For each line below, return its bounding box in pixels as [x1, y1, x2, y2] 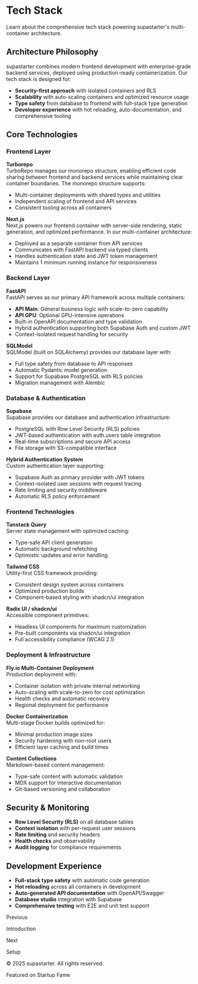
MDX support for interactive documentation [14, 779, 122, 786]
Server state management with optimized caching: [6, 527, 130, 535]
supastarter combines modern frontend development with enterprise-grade [6, 63, 191, 70]
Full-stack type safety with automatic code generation [14, 877, 150, 884]
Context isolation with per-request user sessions [14, 825, 136, 832]
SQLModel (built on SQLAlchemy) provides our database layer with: [6, 348, 172, 355]
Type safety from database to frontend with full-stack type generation [14, 100, 188, 107]
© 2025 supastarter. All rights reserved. [6, 960, 104, 967]
